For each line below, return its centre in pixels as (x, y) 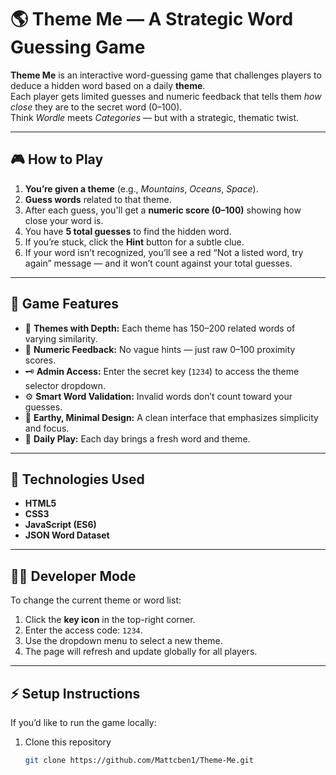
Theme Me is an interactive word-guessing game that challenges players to (166, 75)
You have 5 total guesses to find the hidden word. (128, 231)
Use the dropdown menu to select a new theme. (123, 641)
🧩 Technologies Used (77, 479)
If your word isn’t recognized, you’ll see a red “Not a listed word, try (164, 252)
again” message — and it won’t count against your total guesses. (158, 263)
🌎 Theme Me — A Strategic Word (152, 19)
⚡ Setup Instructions (75, 693)
